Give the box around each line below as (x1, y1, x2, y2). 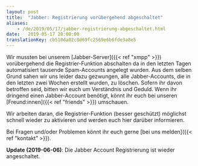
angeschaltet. (6, 153, 40, 160)
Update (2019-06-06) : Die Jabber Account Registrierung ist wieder (6, 146, 175, 153)
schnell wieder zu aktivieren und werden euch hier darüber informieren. (6, 117, 185, 124)
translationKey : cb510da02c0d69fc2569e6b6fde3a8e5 (6, 37, 136, 43)
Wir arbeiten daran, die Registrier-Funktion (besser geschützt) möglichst (6, 110, 187, 117)
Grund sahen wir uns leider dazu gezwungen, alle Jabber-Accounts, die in (6, 73, 191, 80)
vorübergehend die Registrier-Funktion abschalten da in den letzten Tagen (6, 60, 191, 67)
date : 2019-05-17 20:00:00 (6, 31, 80, 37)
